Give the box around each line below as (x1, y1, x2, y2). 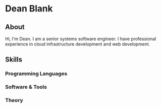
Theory (5, 97, 23, 104)
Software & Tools (5, 84, 47, 91)
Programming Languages (5, 70, 68, 77)
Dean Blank (5, 3, 53, 14)
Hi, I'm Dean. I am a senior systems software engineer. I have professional (5, 36, 157, 42)
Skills (5, 55, 22, 64)
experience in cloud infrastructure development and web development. (5, 41, 150, 47)
